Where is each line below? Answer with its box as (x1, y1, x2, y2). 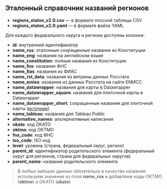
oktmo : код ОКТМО (12, 127, 54, 133)
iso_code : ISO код (12, 137, 51, 143)
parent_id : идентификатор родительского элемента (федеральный (12, 148, 155, 154)
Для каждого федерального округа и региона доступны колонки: (5, 32, 145, 38)
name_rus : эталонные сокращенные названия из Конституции (12, 47, 146, 53)
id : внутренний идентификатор (12, 42, 78, 48)
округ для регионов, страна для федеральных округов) (12, 153, 131, 159)
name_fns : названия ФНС (12, 63, 67, 69)
